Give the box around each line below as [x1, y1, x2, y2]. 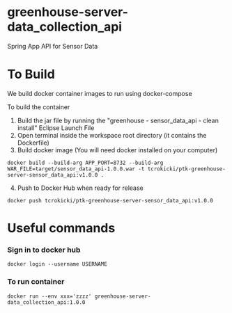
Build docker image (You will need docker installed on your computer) [17, 145, 218, 154]
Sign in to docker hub [7, 245, 81, 255]
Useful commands [7, 220, 116, 236]
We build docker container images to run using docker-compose [7, 89, 193, 97]
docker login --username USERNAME [7, 261, 108, 268]
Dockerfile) [17, 138, 50, 147]
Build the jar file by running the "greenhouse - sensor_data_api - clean [17, 116, 219, 125]
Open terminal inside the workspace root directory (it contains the [17, 131, 207, 139]
